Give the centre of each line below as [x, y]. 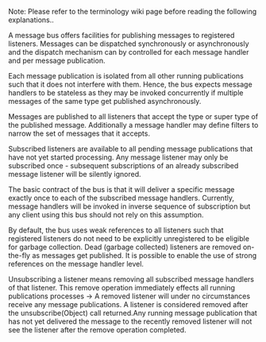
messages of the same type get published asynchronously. [105, 101]
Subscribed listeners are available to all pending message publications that [131, 149]
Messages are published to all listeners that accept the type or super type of [133, 117]
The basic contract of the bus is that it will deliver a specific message [121, 189]
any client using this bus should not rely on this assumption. [106, 215]
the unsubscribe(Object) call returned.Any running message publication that [133, 313]
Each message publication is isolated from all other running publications [126, 76]
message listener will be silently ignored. [75, 174]
